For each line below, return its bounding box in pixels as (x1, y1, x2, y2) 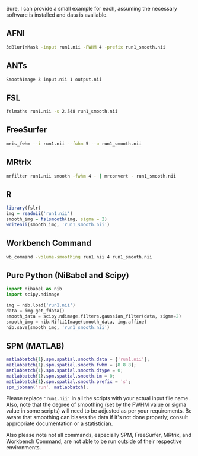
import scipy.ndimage (6, 292, 60, 297)
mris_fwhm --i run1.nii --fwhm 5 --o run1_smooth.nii (6, 141, 142, 147)
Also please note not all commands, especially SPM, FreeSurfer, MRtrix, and (6, 432, 191, 439)
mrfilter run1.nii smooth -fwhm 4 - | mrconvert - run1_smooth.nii (6, 173, 177, 179)
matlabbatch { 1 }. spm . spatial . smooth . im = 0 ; (6, 373, 116, 379)
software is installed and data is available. (6, 11, 108, 18)
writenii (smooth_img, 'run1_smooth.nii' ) (6, 221, 110, 227)
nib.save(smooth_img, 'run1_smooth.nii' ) (6, 324, 110, 330)
